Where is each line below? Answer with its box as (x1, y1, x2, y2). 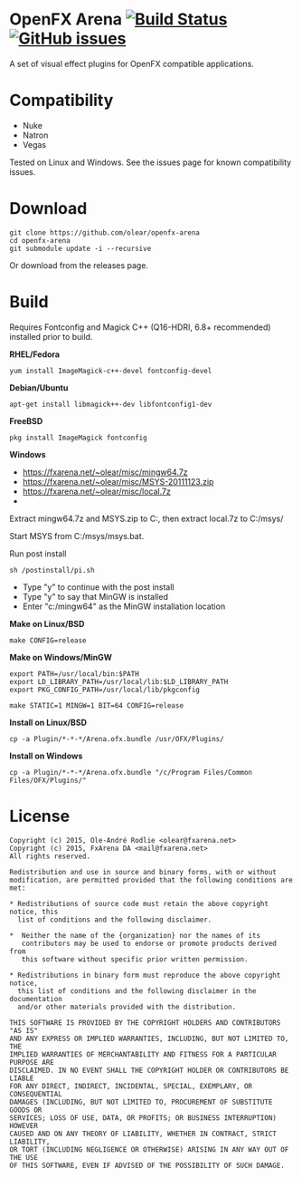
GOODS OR (9, 1106, 42, 1115)
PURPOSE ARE (9, 1057, 54, 1067)
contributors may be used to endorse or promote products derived (21, 939, 278, 948)
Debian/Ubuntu (9, 381, 69, 393)
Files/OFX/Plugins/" (9, 776, 88, 785)
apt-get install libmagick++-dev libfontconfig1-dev (9, 400, 212, 409)
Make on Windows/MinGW (9, 652, 113, 662)
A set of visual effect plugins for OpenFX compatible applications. (9, 58, 255, 69)
